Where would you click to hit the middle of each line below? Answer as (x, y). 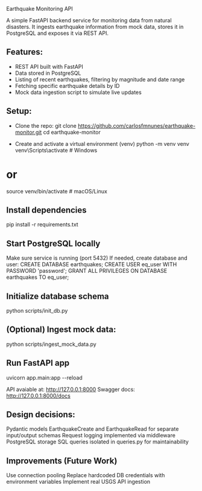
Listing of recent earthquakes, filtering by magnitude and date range (100, 79)
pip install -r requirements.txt (42, 225)
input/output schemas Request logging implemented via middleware (91, 436)
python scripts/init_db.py (37, 311)
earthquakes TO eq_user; (38, 277)
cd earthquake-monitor (72, 132)
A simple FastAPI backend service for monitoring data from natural (89, 20)
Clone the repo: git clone (46, 125)
